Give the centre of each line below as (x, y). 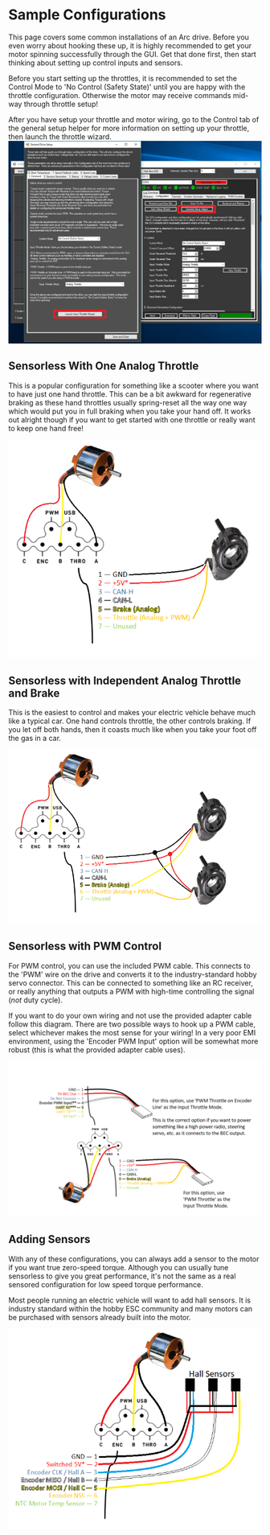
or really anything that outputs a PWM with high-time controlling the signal (131, 991)
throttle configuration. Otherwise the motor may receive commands (120, 95)
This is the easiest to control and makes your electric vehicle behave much (132, 713)
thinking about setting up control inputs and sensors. (96, 63)
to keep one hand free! (46, 428)
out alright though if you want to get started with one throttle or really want (132, 419)
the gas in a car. (35, 739)
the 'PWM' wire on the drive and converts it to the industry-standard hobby (133, 974)
